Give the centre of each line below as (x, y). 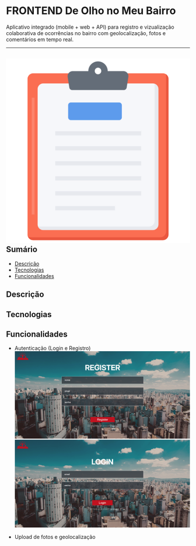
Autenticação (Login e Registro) (52, 348)
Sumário (22, 250)
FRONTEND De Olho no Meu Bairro (91, 11)
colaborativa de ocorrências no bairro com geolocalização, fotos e (86, 33)
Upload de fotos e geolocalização (55, 537)
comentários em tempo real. (40, 39)
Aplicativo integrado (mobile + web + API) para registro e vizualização (90, 27)
